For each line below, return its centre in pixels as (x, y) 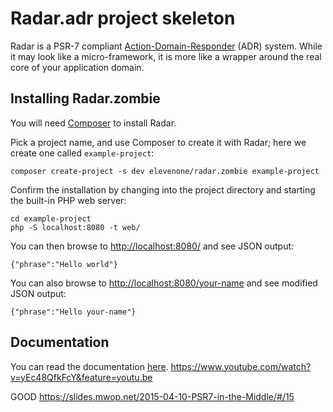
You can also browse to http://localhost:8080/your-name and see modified (164, 283)
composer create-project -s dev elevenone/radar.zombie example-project (165, 171)
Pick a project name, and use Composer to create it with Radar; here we (158, 142)
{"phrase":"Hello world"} (64, 264)
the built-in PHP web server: (68, 200)
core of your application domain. (77, 67)
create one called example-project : (82, 153)
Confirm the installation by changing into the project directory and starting (163, 189)
